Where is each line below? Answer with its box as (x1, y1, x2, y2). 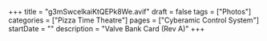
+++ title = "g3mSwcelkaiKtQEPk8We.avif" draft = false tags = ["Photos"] (8, 7, 252, 16)
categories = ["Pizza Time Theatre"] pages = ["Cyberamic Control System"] (8, 15, 259, 25)
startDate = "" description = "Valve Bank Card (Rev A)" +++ (8, 24, 205, 33)
